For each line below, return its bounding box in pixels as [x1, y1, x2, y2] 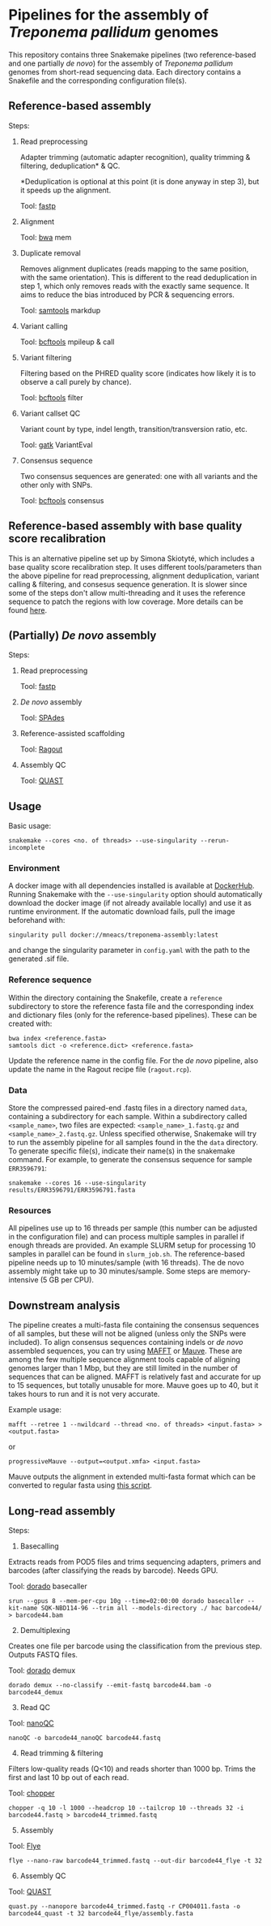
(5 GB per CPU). [40, 1275, 95, 1285]
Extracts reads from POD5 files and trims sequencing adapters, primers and [8, 1557, 261, 1566]
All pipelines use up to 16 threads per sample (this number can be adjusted [8, 1223, 257, 1233]
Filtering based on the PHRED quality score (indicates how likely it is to [19, 368, 256, 378]
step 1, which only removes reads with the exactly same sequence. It [19, 281, 249, 291]
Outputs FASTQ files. [8, 1650, 78, 1659]
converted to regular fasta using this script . [8, 1480, 152, 1490]
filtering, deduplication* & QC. [19, 161, 121, 170]
